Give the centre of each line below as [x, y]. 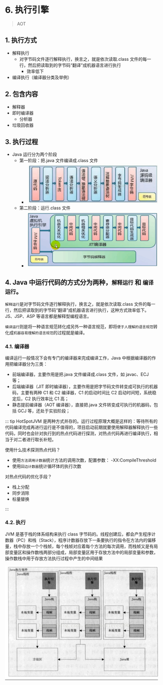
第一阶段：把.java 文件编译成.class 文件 [59, 161]
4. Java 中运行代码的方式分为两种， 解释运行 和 [73, 282]
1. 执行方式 [21, 40]
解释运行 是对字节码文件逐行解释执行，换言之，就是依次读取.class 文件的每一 [80, 304]
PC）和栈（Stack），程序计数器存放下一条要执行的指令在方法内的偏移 [87, 540]
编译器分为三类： [30, 364]
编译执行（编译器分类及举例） [42, 77]
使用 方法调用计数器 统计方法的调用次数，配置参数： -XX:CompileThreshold [84, 460]
